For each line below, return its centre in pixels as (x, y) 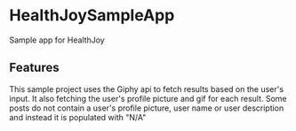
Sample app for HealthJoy (57, 40)
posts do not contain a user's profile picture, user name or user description (147, 108)
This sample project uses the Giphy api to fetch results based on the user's (147, 89)
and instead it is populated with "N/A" (78, 117)
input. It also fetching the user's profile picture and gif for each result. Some (148, 98)
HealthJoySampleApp (92, 15)
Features (34, 68)
